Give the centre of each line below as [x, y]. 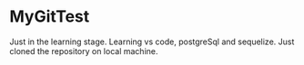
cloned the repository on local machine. [84, 51]
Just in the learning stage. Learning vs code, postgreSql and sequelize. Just [152, 42]
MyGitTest [50, 17]
